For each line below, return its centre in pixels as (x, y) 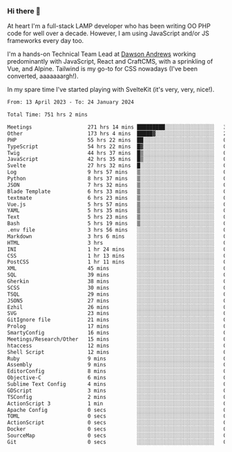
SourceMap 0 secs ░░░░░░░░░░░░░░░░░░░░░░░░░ (111, 436)
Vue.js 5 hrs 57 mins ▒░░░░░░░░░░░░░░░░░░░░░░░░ (111, 204)
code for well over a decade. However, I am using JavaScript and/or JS (108, 33)
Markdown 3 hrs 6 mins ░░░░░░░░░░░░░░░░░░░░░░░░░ (111, 236)
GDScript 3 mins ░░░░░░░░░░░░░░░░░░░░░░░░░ (111, 390)
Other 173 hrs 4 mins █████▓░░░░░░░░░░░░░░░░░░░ (111, 133)
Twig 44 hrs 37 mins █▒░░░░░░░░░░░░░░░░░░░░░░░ (111, 153)
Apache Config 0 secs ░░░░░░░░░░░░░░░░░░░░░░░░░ (111, 410)
